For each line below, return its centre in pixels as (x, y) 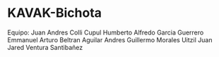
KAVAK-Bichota (55, 13)
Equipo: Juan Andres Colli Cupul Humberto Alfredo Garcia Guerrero (106, 32)
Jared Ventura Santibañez (45, 47)
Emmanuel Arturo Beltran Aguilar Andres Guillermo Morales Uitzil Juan (110, 39)
